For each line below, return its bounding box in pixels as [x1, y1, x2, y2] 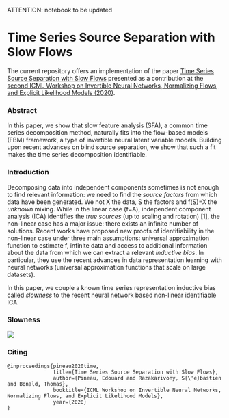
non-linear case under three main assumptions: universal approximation [7, 234, 210, 242]
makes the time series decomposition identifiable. [7, 151, 147, 159]
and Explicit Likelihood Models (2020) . [7, 88, 116, 96]
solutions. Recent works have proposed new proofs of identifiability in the [7, 226, 215, 235]
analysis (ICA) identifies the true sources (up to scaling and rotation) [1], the [7, 212, 220, 220]
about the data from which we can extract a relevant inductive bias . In [7, 248, 204, 257]
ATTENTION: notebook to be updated [7, 6, 113, 14]
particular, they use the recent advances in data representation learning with [7, 256, 222, 264]
